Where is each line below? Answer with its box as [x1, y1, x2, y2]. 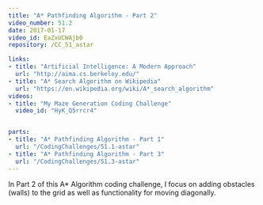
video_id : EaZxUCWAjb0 [8, 33, 83, 42]
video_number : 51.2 [8, 19, 73, 27]
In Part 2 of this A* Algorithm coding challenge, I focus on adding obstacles [8, 179, 255, 188]
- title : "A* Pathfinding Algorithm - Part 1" [8, 135, 165, 143]
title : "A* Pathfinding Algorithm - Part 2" [8, 11, 158, 20]
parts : [8, 128, 30, 136]
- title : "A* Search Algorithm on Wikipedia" [8, 77, 161, 85]
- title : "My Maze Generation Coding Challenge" [8, 100, 172, 108]
